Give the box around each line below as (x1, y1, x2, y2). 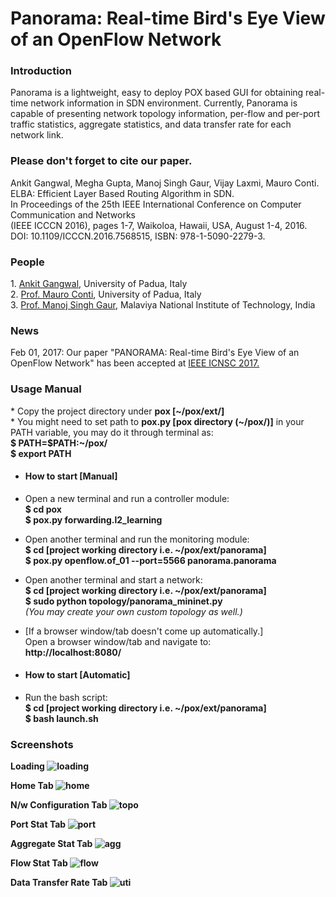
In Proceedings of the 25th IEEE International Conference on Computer (10, 198, 302, 210)
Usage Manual (10, 382, 82, 396)
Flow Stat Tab (10, 857, 68, 869)
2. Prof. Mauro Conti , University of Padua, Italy (10, 288, 202, 301)
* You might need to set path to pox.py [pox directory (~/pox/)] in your (10, 415, 305, 427)
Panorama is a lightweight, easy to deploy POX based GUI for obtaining (10, 87, 304, 99)
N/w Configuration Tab (10, 799, 108, 811)
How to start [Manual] (24, 470, 118, 482)
